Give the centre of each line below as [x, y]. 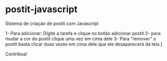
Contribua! [17, 54]
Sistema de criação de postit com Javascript [52, 23]
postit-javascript [41, 9]
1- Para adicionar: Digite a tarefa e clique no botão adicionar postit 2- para [83, 33]
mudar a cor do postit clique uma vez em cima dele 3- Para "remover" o [81, 39]
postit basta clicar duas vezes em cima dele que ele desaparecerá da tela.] [84, 44]
